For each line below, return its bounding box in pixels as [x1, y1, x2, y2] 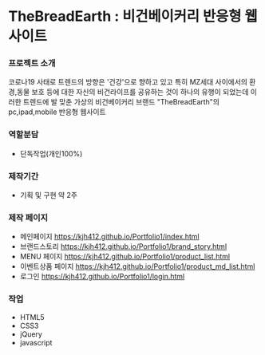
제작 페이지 [8, 212, 49, 223]
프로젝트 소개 [8, 57, 56, 69]
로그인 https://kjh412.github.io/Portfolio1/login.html [19, 272, 185, 282]
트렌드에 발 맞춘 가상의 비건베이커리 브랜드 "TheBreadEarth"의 [22, 97, 220, 107]
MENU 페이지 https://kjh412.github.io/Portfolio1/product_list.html [19, 252, 230, 262]
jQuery [19, 329, 42, 339]
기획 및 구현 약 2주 [19, 191, 78, 200]
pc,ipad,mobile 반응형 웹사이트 [8, 107, 106, 116]
